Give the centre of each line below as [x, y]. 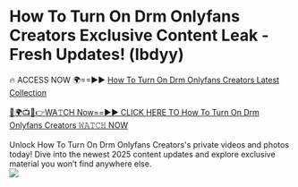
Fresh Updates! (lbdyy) [97, 55]
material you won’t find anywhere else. [81, 164]
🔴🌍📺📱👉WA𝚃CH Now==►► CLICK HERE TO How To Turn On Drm [134, 112]
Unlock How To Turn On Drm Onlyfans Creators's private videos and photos [149, 144]
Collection [28, 92]
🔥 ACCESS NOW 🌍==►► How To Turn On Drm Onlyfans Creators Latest [145, 80]
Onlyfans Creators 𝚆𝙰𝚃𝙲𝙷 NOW [69, 125]
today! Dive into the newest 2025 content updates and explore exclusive [142, 154]
